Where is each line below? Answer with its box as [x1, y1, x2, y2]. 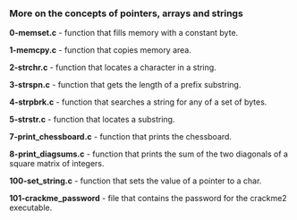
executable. [9, 202, 53, 213]
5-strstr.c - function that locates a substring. [9, 114, 175, 125]
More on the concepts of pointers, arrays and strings [9, 7, 243, 20]
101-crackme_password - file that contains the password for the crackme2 [9, 193, 288, 204]
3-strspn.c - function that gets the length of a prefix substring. [9, 80, 242, 90]
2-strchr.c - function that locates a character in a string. [9, 62, 216, 73]
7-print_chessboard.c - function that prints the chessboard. [9, 131, 233, 142]
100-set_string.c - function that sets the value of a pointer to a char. [9, 175, 262, 186]
